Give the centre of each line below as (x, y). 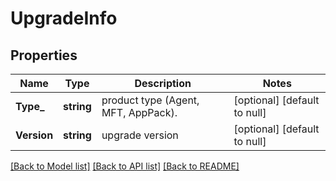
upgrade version (140, 135)
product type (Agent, (150, 100)
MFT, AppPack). (139, 112)
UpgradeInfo (64, 18)
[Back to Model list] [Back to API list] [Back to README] (125, 166)
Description (163, 83)
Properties (44, 55)
